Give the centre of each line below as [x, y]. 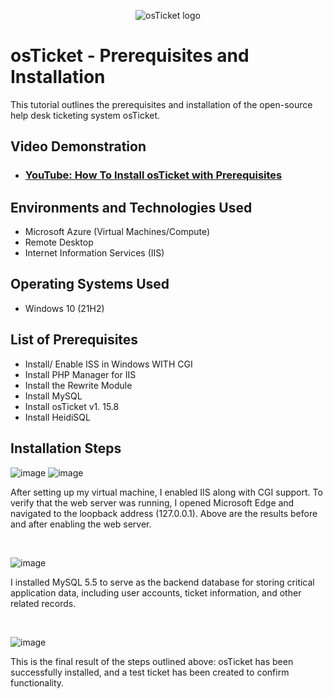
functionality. [37, 682]
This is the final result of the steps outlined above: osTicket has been [152, 661]
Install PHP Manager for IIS [80, 374]
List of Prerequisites [74, 340]
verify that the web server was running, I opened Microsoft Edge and [152, 502]
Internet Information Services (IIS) [94, 253]
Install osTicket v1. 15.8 [72, 406]
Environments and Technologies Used [131, 207]
